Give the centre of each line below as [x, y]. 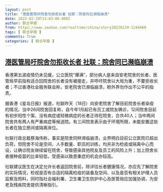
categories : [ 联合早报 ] [30, 41]
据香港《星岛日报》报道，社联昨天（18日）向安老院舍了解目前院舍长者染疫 [80, 103]
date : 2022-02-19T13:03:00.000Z [38, 18]
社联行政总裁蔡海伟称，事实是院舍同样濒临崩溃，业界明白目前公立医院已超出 [81, 138]
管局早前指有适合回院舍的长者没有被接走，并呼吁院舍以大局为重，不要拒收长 [81, 81]
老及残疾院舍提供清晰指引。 [33, 185]
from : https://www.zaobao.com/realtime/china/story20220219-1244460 [76, 28]
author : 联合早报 [21, 23]
